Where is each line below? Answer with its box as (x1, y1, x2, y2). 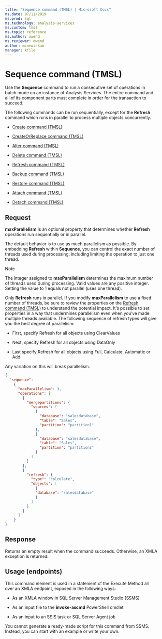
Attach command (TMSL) (12, 190, 62, 196)
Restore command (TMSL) (12, 181, 65, 186)
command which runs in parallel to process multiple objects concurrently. (5, 115, 151, 120)
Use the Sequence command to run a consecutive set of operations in (5, 84, 146, 90)
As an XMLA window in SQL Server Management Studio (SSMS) (12, 595, 140, 601)
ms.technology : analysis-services (5, 20, 75, 26)
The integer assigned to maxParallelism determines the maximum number (5, 275, 153, 281)
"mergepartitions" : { (26, 400, 70, 405)
